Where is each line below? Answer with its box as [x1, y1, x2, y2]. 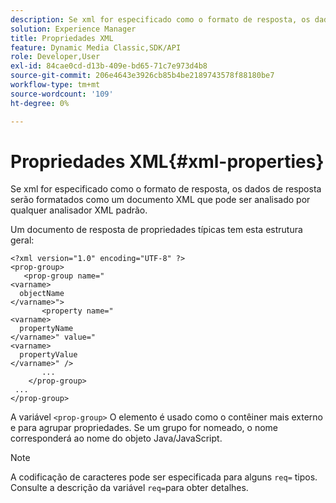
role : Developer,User [10, 52, 101, 62]
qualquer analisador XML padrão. [10, 204, 148, 216]
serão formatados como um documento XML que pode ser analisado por [10, 194, 311, 206]
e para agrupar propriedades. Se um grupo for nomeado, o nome [10, 422, 279, 434]
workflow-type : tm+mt [10, 80, 101, 90]
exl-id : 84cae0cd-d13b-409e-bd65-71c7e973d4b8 [10, 61, 208, 71]
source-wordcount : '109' [10, 89, 114, 99]
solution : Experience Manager [10, 24, 137, 34]
